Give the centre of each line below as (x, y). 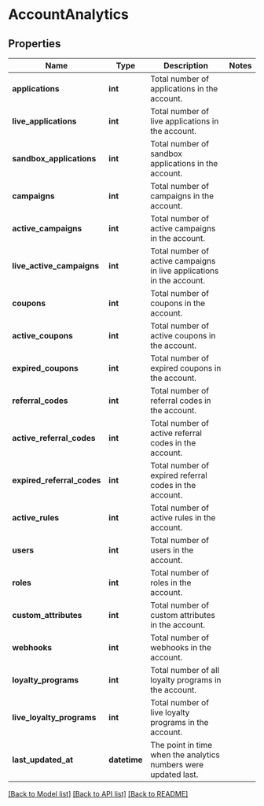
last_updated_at (42, 760)
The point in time (181, 745)
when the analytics (185, 755)
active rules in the (183, 518)
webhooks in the (181, 647)
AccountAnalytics (69, 15)
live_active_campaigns (56, 266)
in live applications (185, 271)
